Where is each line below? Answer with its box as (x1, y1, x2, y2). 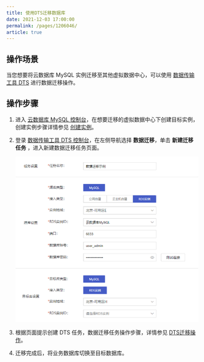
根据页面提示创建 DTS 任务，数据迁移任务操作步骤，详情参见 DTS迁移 (15, 328, 191, 336)
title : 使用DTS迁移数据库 (6, 10, 66, 16)
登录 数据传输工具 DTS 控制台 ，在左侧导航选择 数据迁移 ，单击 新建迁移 (15, 136, 194, 143)
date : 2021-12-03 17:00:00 (6, 16, 75, 23)
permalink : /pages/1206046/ (6, 23, 78, 29)
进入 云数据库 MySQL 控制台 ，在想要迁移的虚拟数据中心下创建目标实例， (15, 116, 199, 123)
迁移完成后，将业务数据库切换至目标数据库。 (15, 349, 128, 357)
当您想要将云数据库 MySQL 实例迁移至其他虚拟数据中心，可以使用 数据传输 (6, 71, 195, 79)
